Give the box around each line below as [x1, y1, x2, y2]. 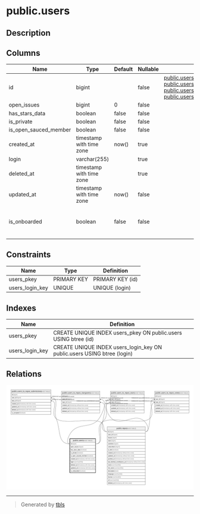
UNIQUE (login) [93, 284, 131, 291]
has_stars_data [8, 109, 46, 117]
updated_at [8, 191, 37, 198]
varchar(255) [76, 155, 110, 162]
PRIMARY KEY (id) [93, 275, 138, 283]
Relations [6, 369, 42, 379]
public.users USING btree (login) [53, 350, 133, 358]
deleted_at [8, 170, 35, 177]
